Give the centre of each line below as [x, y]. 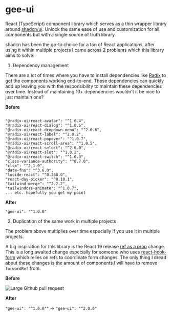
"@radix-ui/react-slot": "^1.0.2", [43, 152]
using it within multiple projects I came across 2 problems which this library [85, 50]
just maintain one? [25, 97]
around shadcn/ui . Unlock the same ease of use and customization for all [82, 29]
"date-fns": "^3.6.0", [29, 170]
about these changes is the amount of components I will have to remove [81, 263]
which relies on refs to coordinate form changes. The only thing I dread [91, 257]
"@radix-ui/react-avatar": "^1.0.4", [46, 121]
